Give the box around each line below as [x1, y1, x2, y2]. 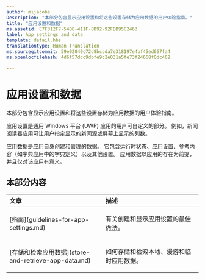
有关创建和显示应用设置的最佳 [106, 214, 192, 223]
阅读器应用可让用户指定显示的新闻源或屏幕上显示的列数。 [6, 129, 151, 137]
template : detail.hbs [6, 37, 62, 43]
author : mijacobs [6, 9, 51, 15]
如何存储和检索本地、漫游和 [106, 247, 185, 256]
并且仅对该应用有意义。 [6, 158, 65, 165]
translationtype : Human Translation [6, 43, 99, 49]
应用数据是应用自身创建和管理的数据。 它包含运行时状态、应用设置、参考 [6, 143, 190, 150]
